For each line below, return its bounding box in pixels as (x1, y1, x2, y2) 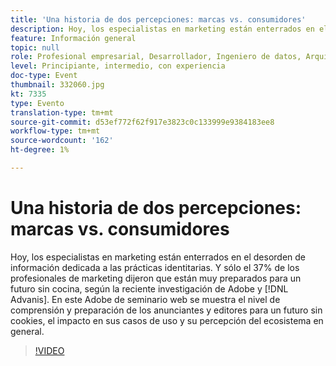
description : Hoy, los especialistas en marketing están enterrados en (10, 24, 315, 34)
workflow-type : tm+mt (10, 126, 101, 136)
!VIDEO (34, 344, 65, 356)
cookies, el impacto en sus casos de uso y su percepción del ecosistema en (10, 314, 324, 326)
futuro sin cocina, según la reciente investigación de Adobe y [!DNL (10, 282, 289, 295)
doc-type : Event (10, 71, 78, 81)
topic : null (10, 42, 60, 53)
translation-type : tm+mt (10, 107, 114, 118)
